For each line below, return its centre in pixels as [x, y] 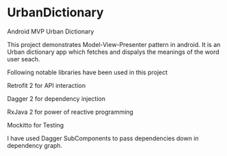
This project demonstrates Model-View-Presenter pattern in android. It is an [114, 44]
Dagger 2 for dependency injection [56, 98]
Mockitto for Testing [36, 125]
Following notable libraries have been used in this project [88, 72]
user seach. [24, 59]
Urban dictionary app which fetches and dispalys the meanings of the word [113, 52]
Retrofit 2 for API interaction [46, 85]
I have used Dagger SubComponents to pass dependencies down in [103, 138]
